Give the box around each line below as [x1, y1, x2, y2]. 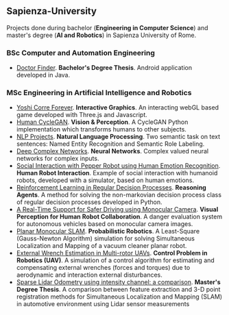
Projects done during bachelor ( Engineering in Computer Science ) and [6, 23, 208, 32]
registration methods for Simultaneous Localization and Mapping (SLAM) [16, 292, 223, 301]
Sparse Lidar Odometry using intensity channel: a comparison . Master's [16, 278, 221, 286]
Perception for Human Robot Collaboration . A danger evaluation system [16, 212, 223, 221]
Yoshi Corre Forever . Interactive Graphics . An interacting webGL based [16, 103, 219, 112]
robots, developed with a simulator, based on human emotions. [16, 176, 195, 184]
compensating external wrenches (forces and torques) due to [16, 264, 191, 272]
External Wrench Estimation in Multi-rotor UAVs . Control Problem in [16, 249, 208, 257]
